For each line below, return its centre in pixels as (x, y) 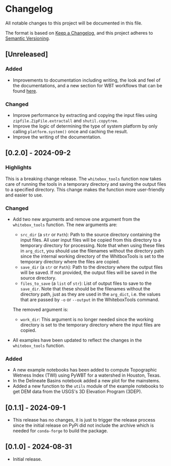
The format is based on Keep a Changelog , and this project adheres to (79, 33)
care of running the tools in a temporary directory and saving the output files (86, 184)
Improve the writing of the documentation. (57, 137)
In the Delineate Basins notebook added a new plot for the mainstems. (87, 381)
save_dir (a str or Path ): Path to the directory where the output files (92, 267)
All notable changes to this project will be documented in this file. (74, 23)
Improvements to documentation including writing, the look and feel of (87, 80)
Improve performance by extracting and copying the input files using (85, 115)
